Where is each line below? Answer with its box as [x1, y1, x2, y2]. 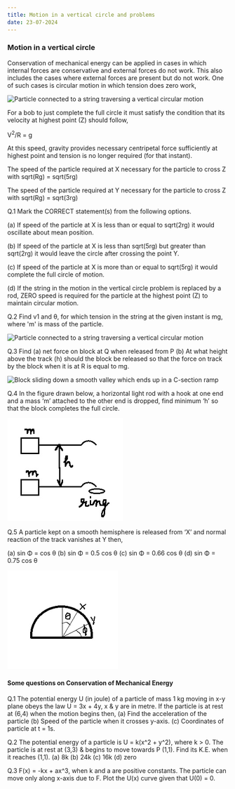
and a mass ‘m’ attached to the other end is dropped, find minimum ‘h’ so [7, 397, 219, 405]
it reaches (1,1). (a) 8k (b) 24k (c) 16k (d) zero [7, 752, 137, 761]
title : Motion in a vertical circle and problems [7, 11, 156, 18]
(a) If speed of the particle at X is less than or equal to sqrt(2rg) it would [7, 221, 215, 230]
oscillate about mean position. [7, 228, 95, 237]
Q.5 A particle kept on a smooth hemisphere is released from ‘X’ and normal [7, 528, 227, 536]
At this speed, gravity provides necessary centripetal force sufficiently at [7, 144, 217, 152]
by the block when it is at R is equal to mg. [7, 362, 130, 371]
